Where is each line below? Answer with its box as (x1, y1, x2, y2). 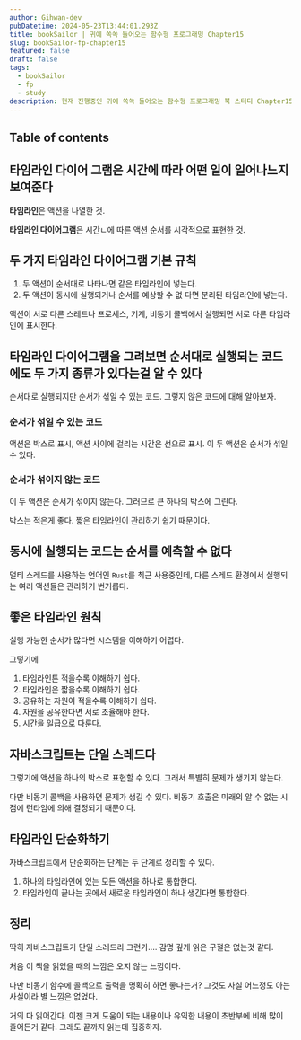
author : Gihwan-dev (9, 13, 82, 22)
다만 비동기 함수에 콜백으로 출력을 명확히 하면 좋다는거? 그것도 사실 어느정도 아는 (9, 980, 291, 991)
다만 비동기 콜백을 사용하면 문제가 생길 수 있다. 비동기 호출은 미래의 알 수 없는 (9, 791, 279, 802)
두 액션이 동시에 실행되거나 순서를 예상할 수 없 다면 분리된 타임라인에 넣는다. (21, 289, 288, 301)
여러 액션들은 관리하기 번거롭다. (18, 580, 129, 591)
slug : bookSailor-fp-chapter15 (9, 38, 126, 48)
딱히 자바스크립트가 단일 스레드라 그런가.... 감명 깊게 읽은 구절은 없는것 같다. (9, 941, 274, 952)
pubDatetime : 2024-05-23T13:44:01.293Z (9, 22, 159, 31)
